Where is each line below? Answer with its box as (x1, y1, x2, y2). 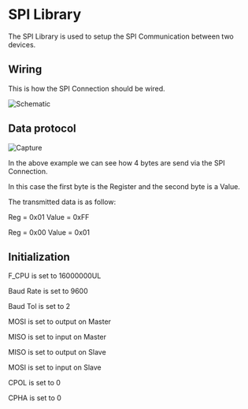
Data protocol (8, 122, 76, 136)
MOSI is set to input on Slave (8, 363, 102, 372)
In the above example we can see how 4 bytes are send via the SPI (8, 158, 226, 167)
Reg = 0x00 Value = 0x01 (8, 227, 91, 237)
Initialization (8, 250, 71, 263)
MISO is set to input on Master (8, 333, 107, 342)
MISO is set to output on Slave (8, 348, 106, 357)
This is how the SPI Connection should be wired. (8, 84, 165, 93)
